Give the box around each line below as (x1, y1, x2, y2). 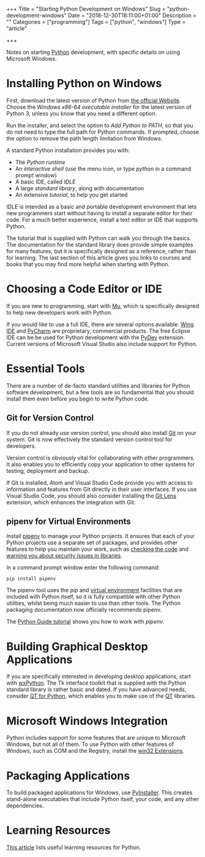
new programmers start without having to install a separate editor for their (6, 209, 193, 217)
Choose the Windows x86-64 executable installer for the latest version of (6, 103, 192, 110)
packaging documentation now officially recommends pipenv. (6, 606, 162, 613)
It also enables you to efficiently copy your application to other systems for (6, 460, 195, 468)
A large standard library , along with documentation (15, 184, 144, 192)
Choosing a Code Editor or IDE (6, 282, 162, 296)
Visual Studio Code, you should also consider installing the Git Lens (6, 492, 176, 499)
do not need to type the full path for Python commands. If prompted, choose (6, 128, 199, 136)
